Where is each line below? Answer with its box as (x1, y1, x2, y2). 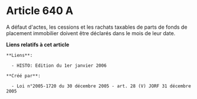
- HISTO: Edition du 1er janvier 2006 (11, 63, 107, 69)
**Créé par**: (6, 73, 41, 78)
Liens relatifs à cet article (6, 41, 70, 48)
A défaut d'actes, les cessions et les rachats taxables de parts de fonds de (6, 23, 188, 30)
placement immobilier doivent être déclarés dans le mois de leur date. (6, 29, 176, 36)
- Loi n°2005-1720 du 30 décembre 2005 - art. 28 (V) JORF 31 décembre (11, 83, 192, 89)
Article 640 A (6, 4, 74, 18)
